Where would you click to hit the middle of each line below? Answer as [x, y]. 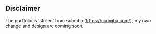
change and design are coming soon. [44, 26]
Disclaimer [23, 8]
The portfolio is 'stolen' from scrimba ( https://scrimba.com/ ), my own [78, 20]
